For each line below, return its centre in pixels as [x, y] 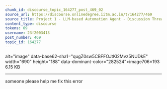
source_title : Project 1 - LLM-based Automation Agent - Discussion [78, 19]
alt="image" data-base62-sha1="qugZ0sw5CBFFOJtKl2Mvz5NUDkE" [77, 56]
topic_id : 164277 [23, 42]
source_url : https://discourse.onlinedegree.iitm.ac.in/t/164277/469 [79, 14]
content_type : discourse [31, 24]
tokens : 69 [16, 28]
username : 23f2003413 [28, 33]
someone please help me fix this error [44, 81]
